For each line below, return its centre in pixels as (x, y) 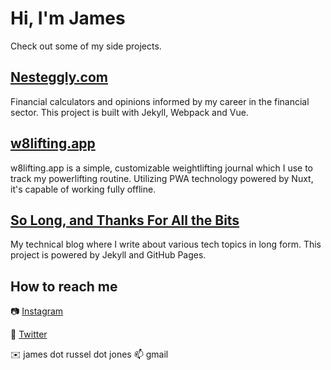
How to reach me (64, 286)
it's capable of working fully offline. (83, 189)
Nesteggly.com (59, 77)
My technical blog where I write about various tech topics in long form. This (166, 244)
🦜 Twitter (29, 334)
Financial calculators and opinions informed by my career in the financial (160, 101)
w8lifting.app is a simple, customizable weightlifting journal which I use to (161, 168)
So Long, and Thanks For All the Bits (125, 220)
